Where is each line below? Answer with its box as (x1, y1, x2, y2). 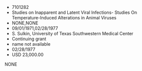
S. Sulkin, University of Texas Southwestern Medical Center (11, 31, 134, 36)
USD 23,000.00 (11, 52, 44, 58)
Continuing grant (11, 36, 47, 42)
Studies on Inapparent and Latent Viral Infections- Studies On (11, 9, 137, 15)
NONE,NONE (11, 20, 39, 26)
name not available (11, 41, 50, 47)
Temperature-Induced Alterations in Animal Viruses (11, 15, 117, 20)
